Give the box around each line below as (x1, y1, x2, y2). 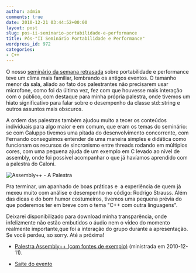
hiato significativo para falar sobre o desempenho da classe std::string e (6, 99, 180, 106)
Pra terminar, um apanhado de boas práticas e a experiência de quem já (6, 182, 181, 190)
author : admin (6, 8, 41, 15)
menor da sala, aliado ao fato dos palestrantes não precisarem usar (6, 80, 169, 88)
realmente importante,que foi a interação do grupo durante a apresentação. (6, 225, 188, 232)
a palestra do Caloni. (6, 160, 56, 167)
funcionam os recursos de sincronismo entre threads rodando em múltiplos (6, 141, 188, 148)
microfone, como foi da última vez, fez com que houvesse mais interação (6, 87, 183, 94)
